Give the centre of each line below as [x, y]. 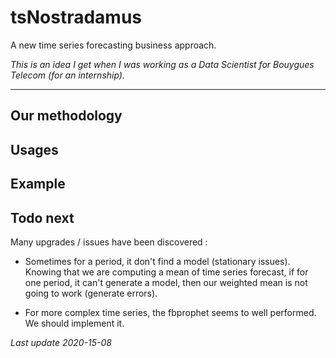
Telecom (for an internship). [67, 75]
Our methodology [66, 116]
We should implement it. [74, 323]
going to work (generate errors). [91, 293]
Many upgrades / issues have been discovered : [109, 242]
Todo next [42, 217]
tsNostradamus [76, 17]
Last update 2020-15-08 [61, 342]
